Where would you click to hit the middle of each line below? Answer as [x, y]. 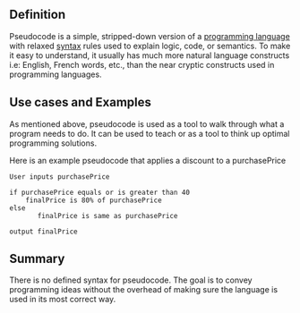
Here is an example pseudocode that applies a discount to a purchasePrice [148, 160]
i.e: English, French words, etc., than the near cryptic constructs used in [142, 64]
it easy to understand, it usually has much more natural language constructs [150, 55]
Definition [37, 15]
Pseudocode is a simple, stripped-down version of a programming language [150, 36]
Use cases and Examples [81, 102]
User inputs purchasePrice [60, 177]
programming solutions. [53, 143]
